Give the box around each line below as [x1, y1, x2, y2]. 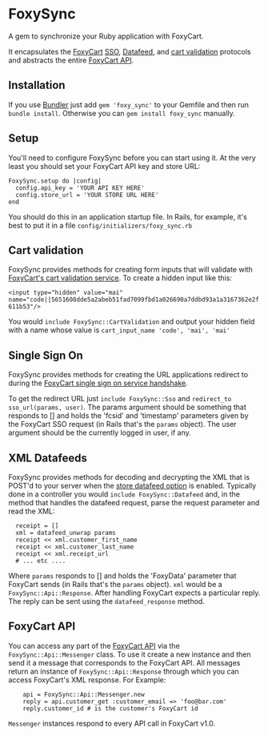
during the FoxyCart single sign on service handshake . [8, 378, 188, 388]
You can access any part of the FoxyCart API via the [8, 641, 180, 650]
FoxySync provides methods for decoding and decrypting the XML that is [8, 473, 250, 481]
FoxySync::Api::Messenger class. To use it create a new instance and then [8, 650, 251, 659]
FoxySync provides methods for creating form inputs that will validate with [8, 265, 254, 275]
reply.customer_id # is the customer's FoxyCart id [22, 704, 198, 713]
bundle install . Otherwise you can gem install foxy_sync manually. [8, 108, 236, 118]
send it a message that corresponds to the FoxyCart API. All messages [8, 658, 241, 667]
